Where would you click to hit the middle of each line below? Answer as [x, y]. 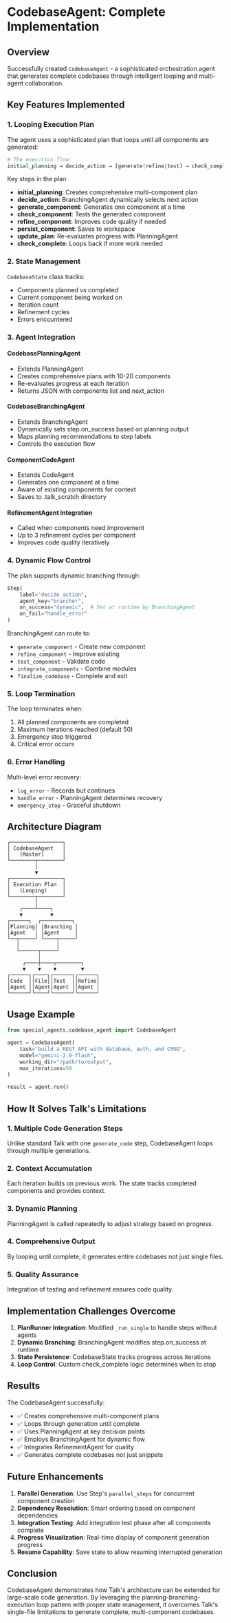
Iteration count [38, 305]
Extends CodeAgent [45, 475]
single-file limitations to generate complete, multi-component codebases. [111, 1612]
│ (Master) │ [37, 855]
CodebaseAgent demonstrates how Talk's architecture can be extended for [114, 1590]
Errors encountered [45, 319]
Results [24, 1386]
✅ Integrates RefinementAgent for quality [75, 1447]
